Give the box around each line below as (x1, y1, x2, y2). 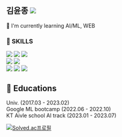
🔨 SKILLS (6, 37, 33, 45)
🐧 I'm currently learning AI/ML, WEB (6, 22, 96, 29)
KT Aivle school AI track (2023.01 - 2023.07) (6, 112, 117, 119)
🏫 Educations (6, 83, 57, 93)
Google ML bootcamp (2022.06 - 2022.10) (6, 105, 111, 112)
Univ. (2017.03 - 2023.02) (6, 99, 70, 106)
